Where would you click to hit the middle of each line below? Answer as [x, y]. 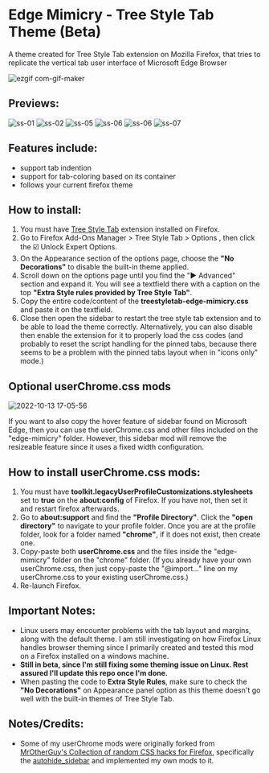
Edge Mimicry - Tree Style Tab [111, 15]
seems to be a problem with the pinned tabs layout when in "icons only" [139, 352]
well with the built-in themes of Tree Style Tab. [97, 698]
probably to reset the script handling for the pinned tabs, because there [138, 344]
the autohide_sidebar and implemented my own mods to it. [117, 760]
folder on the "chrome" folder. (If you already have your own [151, 560]
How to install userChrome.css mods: [104, 472]
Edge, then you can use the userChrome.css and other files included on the [133, 430]
